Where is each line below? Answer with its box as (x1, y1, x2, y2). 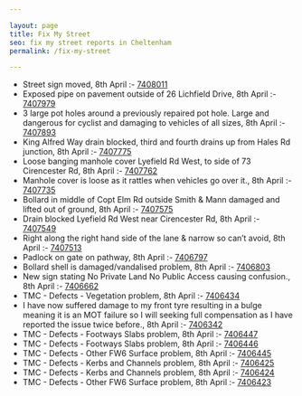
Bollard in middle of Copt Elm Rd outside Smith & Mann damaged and (22, 194, 280, 205)
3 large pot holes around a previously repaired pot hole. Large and (22, 108, 269, 118)
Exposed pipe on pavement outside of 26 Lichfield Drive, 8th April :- (22, 89, 277, 99)
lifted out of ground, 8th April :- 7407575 (22, 204, 174, 215)
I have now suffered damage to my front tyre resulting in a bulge (22, 300, 262, 311)
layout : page (9, 21, 59, 30)
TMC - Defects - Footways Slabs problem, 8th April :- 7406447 (22, 329, 259, 340)
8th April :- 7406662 (22, 281, 99, 292)
